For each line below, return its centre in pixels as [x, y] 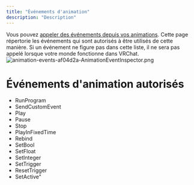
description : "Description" [41, 17]
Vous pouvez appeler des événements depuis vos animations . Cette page [97, 34]
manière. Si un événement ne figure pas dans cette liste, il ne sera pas [93, 47]
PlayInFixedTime [35, 132]
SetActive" [28, 177]
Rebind [24, 139]
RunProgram [30, 101]
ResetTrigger [31, 171]
